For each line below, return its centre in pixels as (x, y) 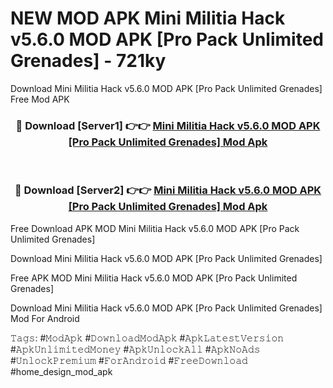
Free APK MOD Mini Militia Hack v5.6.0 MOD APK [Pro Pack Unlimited (154, 278)
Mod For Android (45, 318)
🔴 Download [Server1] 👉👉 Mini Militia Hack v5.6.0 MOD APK (168, 125)
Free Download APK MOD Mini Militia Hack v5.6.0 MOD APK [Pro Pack (155, 228)
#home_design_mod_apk (61, 371)
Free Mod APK (40, 99)
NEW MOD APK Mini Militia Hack (148, 18)
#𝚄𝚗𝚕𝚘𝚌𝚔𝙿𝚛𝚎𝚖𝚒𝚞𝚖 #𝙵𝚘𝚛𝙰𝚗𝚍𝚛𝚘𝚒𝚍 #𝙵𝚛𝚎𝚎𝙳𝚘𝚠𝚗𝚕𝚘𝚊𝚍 (129, 360)
